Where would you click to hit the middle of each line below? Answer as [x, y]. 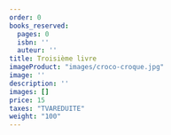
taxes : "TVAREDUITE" [47, 108]
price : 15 [27, 100]
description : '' [39, 83]
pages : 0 [33, 34]
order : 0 [25, 17]
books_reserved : [39, 26]
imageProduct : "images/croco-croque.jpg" [87, 67]
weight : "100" [35, 116]
